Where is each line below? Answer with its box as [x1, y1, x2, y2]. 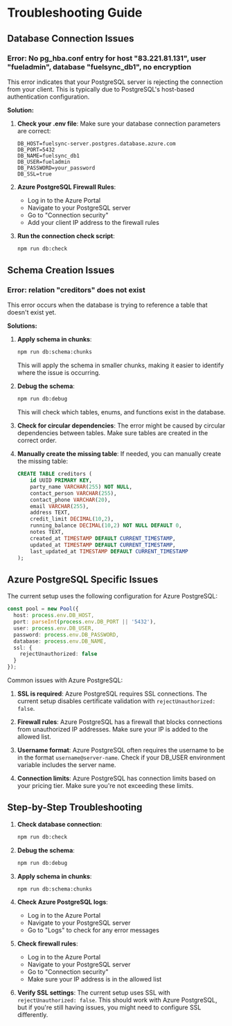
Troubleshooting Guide [7, 5, 143, 21]
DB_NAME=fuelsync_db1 [17, 152, 80, 159]
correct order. [17, 436, 57, 445]
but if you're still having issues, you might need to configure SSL [17, 1003, 202, 1011]
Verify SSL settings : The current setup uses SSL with [17, 989, 171, 997]
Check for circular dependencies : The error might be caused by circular [17, 421, 226, 430]
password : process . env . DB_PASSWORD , [13, 631, 119, 638]
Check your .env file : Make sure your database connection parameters [17, 119, 221, 128]
